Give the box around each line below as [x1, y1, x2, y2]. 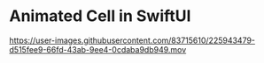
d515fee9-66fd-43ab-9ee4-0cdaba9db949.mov [9, 44, 187, 54]
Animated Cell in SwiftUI [9, 6, 191, 26]
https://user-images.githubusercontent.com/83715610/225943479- [9, 35, 255, 45]
